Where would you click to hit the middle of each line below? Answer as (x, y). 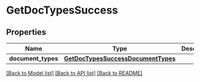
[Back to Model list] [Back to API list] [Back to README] (74, 73)
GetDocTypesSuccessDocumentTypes (120, 58)
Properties (26, 32)
